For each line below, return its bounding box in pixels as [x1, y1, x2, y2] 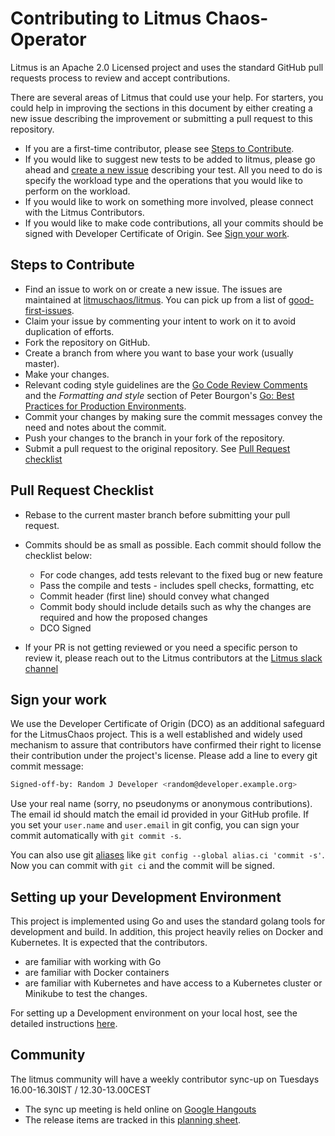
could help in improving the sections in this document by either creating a [10, 102, 313, 114]
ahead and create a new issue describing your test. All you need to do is [24, 163, 323, 176]
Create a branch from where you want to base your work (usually [24, 347, 294, 359]
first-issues [24, 304, 72, 316]
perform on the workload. [24, 185, 131, 197]
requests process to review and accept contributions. [10, 72, 231, 84]
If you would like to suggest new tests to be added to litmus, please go [24, 153, 316, 165]
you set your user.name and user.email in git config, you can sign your [10, 819, 300, 831]
